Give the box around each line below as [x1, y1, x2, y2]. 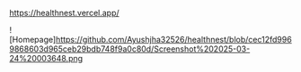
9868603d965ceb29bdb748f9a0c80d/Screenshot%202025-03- [9, 44, 251, 54]
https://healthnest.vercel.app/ [9, 8, 120, 18]
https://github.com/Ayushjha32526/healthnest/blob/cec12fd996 [55, 35, 292, 44]
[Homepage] [9, 35, 57, 44]
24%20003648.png [9, 53, 84, 63]
